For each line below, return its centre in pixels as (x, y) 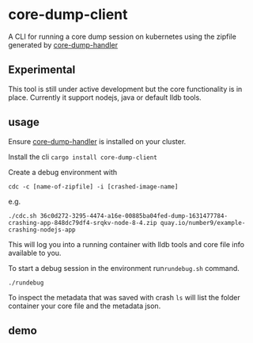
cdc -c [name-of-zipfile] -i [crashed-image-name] (93, 187)
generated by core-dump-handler (63, 44)
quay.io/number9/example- (203, 223)
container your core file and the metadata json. (85, 306)
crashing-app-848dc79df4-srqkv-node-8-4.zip (83, 223)
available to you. (35, 253)
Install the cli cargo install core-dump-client (83, 157)
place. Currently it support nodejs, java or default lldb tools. (105, 97)
